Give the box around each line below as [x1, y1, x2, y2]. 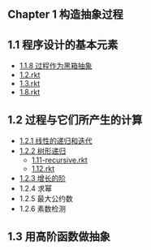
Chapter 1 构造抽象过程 [7, 7, 123, 22]
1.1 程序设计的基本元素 [7, 37, 119, 51]
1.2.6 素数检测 [19, 204, 67, 213]
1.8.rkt [19, 88, 41, 97]
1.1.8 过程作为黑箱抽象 [19, 61, 93, 71]
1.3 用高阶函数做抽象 [7, 230, 111, 244]
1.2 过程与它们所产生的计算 [7, 113, 143, 127]
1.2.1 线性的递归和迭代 [19, 136, 93, 146]
